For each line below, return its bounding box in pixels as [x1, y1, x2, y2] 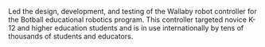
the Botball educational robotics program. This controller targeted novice [8, 15, 247, 24]
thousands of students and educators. [8, 31, 134, 41]
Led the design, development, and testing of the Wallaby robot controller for [8, 7, 257, 16]
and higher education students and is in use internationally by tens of [17, 23, 244, 32]
